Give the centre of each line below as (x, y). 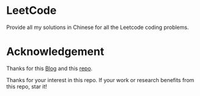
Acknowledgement (55, 52)
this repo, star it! (27, 86)
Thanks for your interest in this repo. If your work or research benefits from (100, 80)
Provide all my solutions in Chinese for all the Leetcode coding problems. (98, 27)
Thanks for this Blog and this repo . (50, 68)
